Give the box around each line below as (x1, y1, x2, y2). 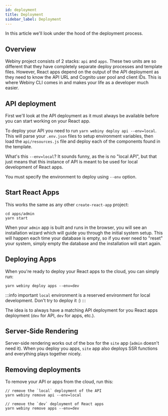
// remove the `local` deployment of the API (5, 388, 101, 393)
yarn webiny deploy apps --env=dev (5, 283, 79, 288)
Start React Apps (5, 188, 59, 197)
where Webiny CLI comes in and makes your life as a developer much (5, 80, 149, 86)
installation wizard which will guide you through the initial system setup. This (5, 230, 163, 236)
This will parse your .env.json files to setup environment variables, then (5, 133, 153, 139)
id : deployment (5, 7, 37, 13)
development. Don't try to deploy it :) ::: (5, 297, 86, 303)
